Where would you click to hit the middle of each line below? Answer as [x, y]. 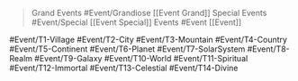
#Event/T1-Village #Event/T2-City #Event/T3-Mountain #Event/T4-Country [149, 40]
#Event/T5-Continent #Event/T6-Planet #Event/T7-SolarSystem [127, 49]
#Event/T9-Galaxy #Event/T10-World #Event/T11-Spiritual [141, 58]
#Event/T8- [268, 49]
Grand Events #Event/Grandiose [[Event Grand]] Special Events [149, 13]
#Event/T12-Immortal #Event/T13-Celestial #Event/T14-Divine [124, 68]
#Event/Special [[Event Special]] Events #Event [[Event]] [136, 22]
